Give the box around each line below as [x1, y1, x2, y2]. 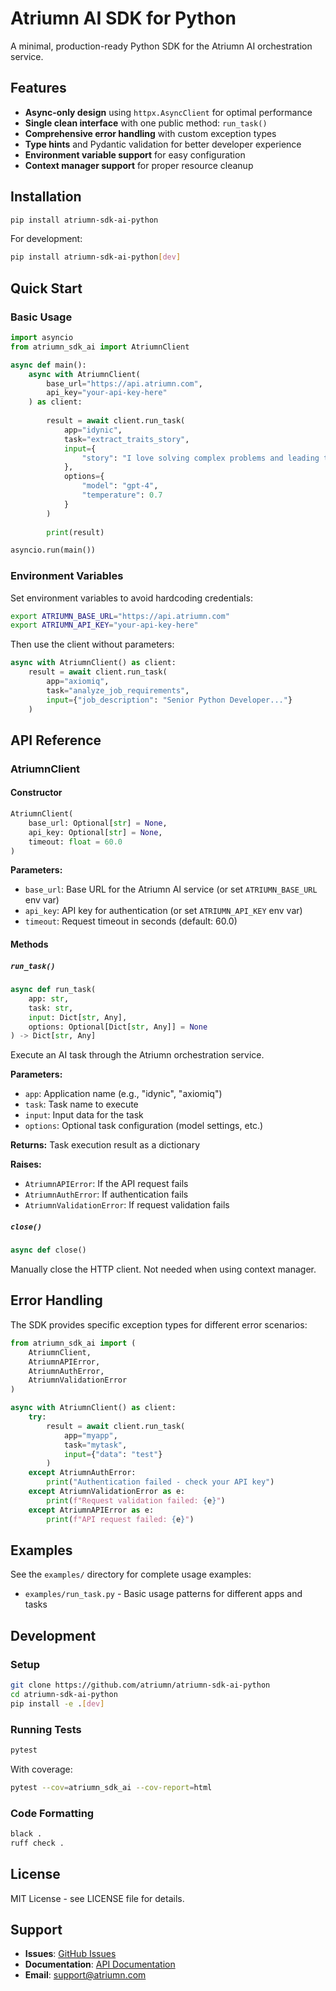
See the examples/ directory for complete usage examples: [10, 1568, 252, 1581]
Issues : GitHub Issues [24, 1948, 117, 1960]
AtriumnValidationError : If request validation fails [24, 1199, 230, 1211]
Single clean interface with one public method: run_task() [24, 117, 268, 129]
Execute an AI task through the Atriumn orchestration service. [10, 1049, 265, 1061]
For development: [10, 233, 83, 245]
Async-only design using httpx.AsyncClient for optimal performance [24, 106, 313, 118]
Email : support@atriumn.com [24, 1969, 147, 1981]
